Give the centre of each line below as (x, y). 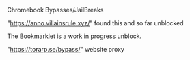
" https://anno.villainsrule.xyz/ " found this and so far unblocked (95, 23)
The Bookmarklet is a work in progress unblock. (74, 36)
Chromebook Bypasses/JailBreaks (55, 10)
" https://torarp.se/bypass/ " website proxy (66, 49)
